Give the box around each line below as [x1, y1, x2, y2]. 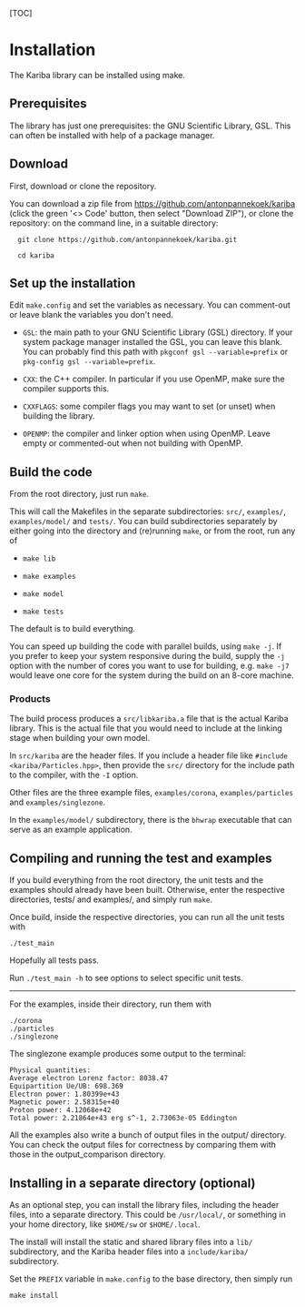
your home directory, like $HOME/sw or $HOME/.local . [9, 1219, 202, 1230]
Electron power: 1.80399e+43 [9, 1089, 120, 1099]
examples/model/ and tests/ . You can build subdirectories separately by [9, 516, 279, 527]
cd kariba [17, 250, 54, 260]
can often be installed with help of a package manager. [9, 129, 215, 140]
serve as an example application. [9, 824, 133, 836]
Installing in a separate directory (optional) [9, 1175, 256, 1190]
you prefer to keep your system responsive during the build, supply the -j [9, 651, 286, 662]
